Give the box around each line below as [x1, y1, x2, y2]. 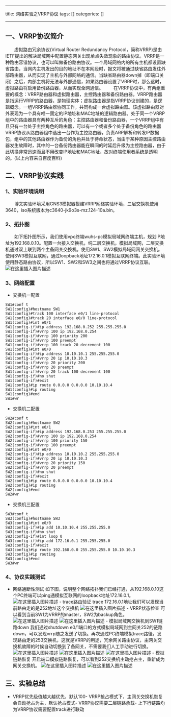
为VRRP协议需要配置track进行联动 [12, 706, 84, 712]
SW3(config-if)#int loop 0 [5, 534, 63, 539]
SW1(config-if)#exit [5, 378, 49, 384]
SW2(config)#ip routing [5, 483, 56, 488]
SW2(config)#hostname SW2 [5, 420, 60, 425]
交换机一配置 [12, 292, 40, 298]
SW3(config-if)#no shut [5, 530, 56, 535]
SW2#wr [5, 492, 19, 497]
